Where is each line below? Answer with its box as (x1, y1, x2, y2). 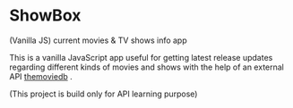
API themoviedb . (9, 71, 73, 81)
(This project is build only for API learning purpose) (9, 88, 198, 99)
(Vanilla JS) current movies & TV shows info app (9, 35, 188, 46)
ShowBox (9, 5, 82, 26)
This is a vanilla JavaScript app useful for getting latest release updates (9, 52, 273, 62)
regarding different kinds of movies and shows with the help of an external (9, 62, 284, 72)
